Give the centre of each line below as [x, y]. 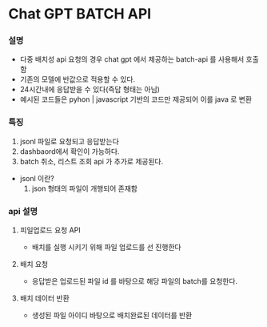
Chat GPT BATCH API [80, 14]
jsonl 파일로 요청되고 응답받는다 [70, 141]
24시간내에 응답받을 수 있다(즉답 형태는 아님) [90, 90]
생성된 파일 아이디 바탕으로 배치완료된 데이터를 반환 [112, 315]
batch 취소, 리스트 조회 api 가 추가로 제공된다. [92, 161]
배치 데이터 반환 [44, 298]
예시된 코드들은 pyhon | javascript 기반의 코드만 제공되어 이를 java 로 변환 [136, 99]
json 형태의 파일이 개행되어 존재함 [85, 188]
